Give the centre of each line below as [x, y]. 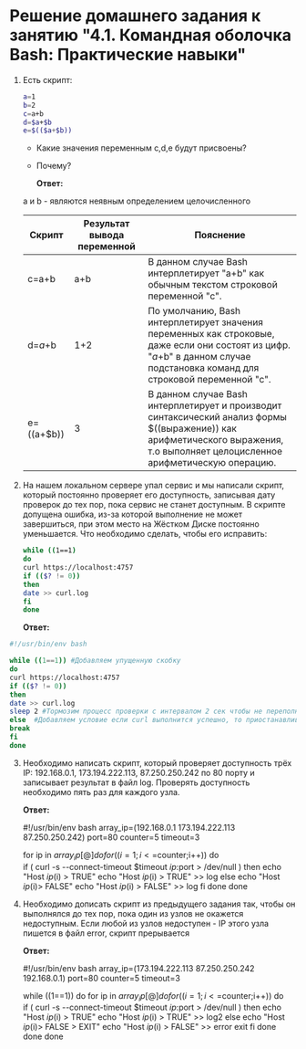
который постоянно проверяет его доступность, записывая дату [149, 495]
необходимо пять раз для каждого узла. [101, 792]
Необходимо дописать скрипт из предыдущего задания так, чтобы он [159, 904]
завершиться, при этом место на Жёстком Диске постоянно [141, 524]
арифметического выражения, [216, 440]
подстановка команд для [204, 368]
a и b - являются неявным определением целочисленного [137, 201]
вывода [107, 236]
